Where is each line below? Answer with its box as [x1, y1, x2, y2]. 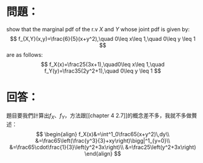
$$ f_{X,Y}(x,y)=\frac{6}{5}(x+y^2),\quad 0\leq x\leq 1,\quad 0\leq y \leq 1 [10, 35, 196, 42]
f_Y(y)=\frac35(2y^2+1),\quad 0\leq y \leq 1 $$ [44, 67, 161, 74]
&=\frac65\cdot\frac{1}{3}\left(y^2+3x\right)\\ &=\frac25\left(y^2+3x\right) [9, 143, 197, 151]
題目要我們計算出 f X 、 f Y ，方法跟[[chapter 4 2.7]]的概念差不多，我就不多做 [6, 112, 192, 120]
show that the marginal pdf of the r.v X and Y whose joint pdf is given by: [6, 25, 190, 33]
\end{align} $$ [84, 150, 121, 157]
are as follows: [6, 51, 43, 58]
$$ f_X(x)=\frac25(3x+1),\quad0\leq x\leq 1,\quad [40, 60, 165, 68]
